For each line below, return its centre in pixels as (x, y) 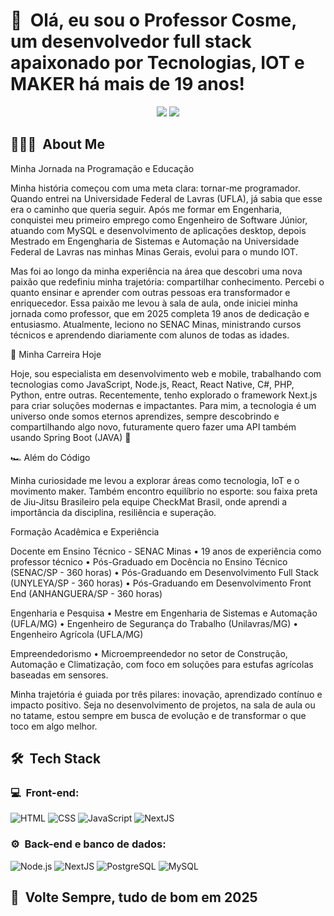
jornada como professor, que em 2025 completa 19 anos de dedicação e (160, 313)
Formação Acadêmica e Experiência (85, 531)
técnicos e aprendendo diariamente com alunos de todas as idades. (150, 335)
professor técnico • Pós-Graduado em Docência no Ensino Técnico (149, 561)
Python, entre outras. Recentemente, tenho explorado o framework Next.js (164, 395)
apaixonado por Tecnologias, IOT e (157, 63)
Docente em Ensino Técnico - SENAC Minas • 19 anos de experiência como (166, 551)
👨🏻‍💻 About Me (57, 144)
